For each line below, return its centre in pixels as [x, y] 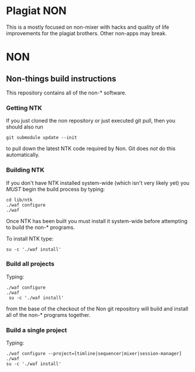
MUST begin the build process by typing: [56, 189]
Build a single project [37, 330]
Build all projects [30, 264]
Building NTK [25, 170]
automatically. [23, 155]
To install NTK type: [30, 238]
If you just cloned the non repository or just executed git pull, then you [91, 121]
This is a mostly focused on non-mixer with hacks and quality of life [88, 27]
